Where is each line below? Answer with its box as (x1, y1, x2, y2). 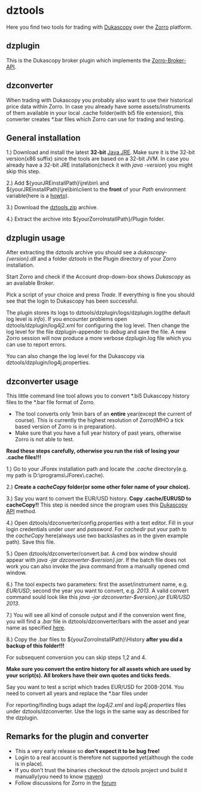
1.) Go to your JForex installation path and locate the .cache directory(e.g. (6, 465, 188, 472)
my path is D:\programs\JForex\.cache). (6, 472, 105, 478)
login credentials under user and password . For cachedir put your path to (6, 526, 187, 532)
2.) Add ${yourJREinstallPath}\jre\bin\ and (6, 179, 109, 186)
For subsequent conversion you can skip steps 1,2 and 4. (6, 654, 147, 661)
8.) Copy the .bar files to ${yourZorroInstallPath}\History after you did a (6, 636, 183, 643)
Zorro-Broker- (151, 56, 187, 64)
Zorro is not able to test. (14, 436, 75, 442)
